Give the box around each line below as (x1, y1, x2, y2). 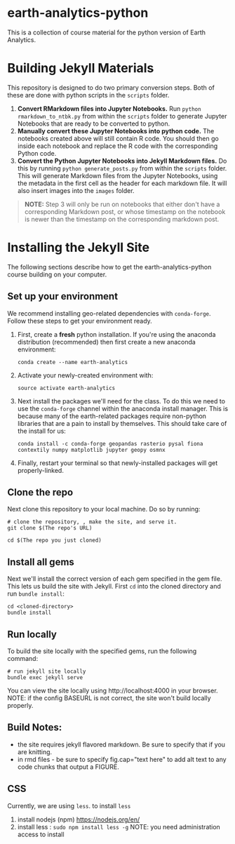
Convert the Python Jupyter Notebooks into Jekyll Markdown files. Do (17, 156, 227, 165)
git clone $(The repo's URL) (7, 525, 93, 532)
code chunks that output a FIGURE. (17, 763, 119, 771)
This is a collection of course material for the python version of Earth (7, 28, 206, 36)
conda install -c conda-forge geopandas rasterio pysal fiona (17, 440, 203, 447)
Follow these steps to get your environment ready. (7, 316, 152, 325)
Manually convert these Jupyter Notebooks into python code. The (17, 126, 215, 135)
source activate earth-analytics (17, 384, 116, 391)
